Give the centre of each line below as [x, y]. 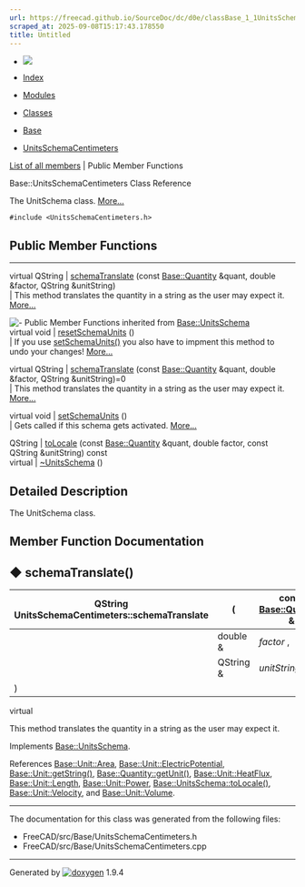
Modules [39, 96]
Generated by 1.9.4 [67, 872]
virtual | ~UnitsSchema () [56, 463]
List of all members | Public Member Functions [96, 166]
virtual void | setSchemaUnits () [69, 416]
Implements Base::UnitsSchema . [70, 746]
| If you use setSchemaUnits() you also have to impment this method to [142, 342]
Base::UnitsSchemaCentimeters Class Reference [101, 184]
